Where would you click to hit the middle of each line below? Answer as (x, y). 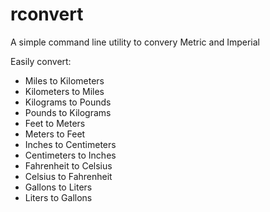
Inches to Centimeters (70, 144)
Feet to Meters (55, 123)
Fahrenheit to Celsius (68, 165)
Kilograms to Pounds (68, 102)
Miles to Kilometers (64, 80)
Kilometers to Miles (64, 91)
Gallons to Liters (58, 187)
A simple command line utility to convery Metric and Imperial (135, 42)
